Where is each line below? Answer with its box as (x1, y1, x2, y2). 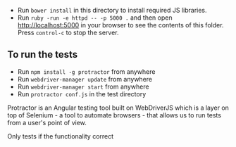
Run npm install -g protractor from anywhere (17, 67, 156, 76)
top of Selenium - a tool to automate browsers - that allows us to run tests (7, 110, 222, 119)
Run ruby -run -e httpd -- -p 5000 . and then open (17, 13, 173, 22)
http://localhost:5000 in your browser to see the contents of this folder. (17, 21, 224, 29)
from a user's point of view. (7, 118, 87, 127)
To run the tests (7, 49, 78, 60)
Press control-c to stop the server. (17, 28, 119, 37)
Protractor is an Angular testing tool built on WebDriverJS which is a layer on (7, 103, 229, 112)
